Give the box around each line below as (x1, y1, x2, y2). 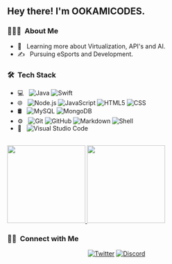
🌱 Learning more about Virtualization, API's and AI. (17, 41, 166, 50)
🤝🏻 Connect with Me (7, 234, 79, 243)
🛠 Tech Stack (7, 70, 57, 79)
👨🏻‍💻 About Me (7, 26, 59, 36)
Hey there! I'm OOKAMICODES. (7, 6, 146, 17)
